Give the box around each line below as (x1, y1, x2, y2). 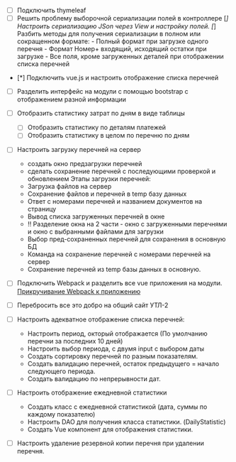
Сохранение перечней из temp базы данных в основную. (27, 265, 201, 274)
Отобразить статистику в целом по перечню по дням (27, 131, 190, 140)
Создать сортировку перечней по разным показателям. (27, 351, 198, 361)
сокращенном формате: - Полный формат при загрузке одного (16, 37, 209, 45)
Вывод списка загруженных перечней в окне (27, 212, 165, 221)
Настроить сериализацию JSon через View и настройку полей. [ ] (16, 22, 217, 31)
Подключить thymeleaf (16, 6, 86, 14)
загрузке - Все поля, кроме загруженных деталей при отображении (16, 53, 224, 61)
